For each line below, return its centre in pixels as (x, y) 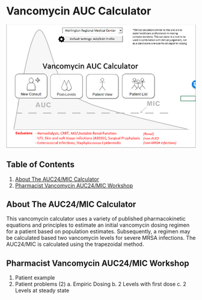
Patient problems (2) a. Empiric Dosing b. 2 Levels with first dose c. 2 (100, 284)
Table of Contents (41, 164)
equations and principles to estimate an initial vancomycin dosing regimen (98, 225)
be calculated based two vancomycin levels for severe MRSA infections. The (101, 238)
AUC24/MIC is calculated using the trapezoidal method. (75, 244)
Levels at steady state (42, 290)
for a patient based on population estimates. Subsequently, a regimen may (98, 231)
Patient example (35, 278)
